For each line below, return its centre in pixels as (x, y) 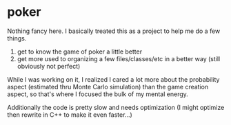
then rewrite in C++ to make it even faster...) (70, 115)
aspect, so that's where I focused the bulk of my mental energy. (98, 94)
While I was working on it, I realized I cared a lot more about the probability (113, 79)
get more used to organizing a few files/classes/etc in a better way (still (119, 58)
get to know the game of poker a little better (80, 52)
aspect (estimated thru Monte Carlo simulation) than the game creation (108, 87)
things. (17, 38)
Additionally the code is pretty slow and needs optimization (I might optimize (116, 107)
